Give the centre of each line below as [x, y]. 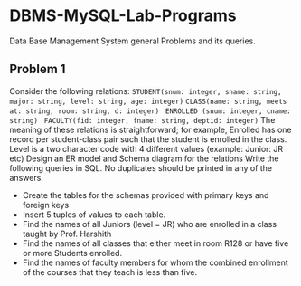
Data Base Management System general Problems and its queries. [132, 41]
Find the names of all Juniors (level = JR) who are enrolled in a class [150, 224]
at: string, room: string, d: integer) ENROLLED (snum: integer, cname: [150, 111]
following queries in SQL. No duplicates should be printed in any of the [141, 167]
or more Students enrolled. [72, 253]
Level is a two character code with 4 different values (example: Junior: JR [146, 148]
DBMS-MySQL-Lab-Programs [123, 16]
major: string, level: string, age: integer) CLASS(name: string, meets [148, 101]
